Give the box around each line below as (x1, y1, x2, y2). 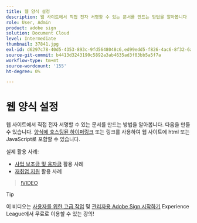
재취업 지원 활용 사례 (14, 168, 62, 175)
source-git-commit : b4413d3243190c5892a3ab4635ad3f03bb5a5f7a (6, 52, 161, 58)
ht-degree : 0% (6, 68, 41, 74)
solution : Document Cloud (6, 30, 69, 36)
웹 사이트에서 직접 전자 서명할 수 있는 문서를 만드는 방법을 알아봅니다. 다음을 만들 (6, 121, 191, 128)
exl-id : (6, 47, 25, 53)
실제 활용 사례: (6, 148, 39, 155)
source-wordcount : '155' (6, 63, 67, 69)
